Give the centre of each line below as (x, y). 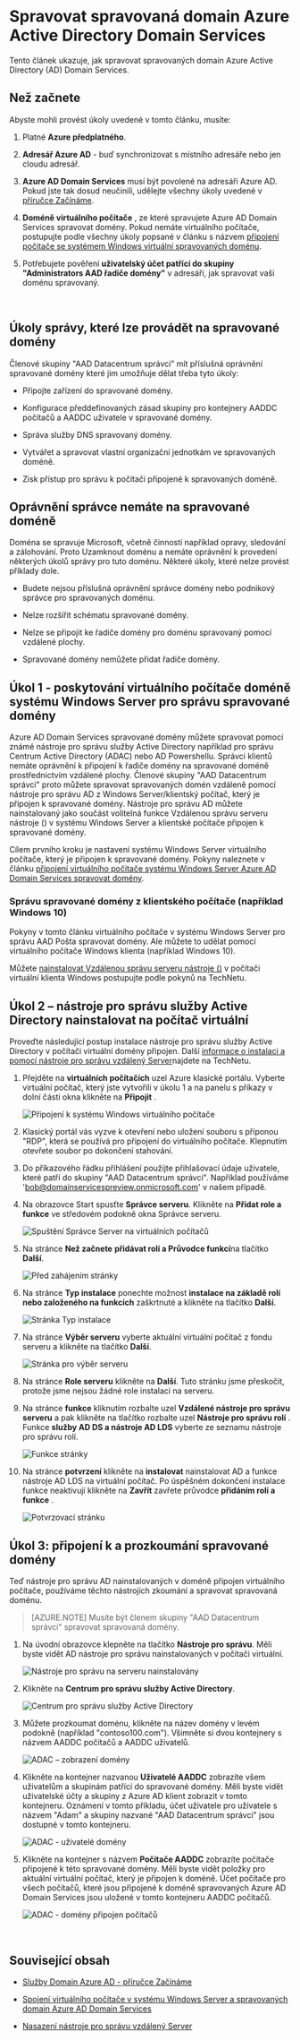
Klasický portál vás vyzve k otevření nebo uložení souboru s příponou (150, 1132)
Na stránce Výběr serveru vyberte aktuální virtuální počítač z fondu (147, 1337)
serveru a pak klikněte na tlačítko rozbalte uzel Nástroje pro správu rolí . (156, 1418)
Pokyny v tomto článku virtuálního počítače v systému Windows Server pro (147, 932)
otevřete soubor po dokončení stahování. (98, 1151)
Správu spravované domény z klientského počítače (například (146, 902)
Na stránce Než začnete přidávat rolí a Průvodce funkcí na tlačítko (146, 1249)
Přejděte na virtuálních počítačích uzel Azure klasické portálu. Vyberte (154, 1078)
